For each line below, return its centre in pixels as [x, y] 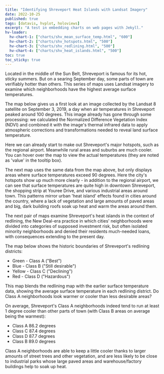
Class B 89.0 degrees [34, 342]
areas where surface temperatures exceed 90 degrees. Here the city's [76, 175]
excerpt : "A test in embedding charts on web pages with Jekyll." [74, 28]
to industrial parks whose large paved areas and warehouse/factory [73, 361]
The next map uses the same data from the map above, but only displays [79, 170]
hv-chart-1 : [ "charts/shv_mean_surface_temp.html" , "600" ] [71, 37]
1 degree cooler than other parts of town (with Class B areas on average [78, 311]
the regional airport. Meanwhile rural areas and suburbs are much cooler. [79, 150]
